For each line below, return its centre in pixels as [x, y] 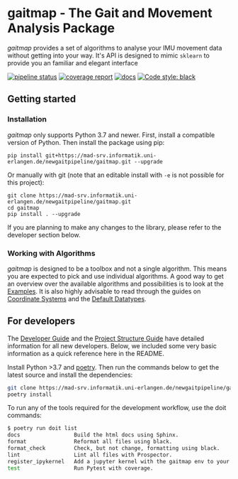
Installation [27, 119]
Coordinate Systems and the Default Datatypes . [77, 298]
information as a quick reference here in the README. [86, 353]
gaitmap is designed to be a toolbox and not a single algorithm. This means [117, 269]
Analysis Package [61, 28]
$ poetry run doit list [42, 429]
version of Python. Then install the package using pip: [86, 142]
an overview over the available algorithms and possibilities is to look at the [116, 284]
